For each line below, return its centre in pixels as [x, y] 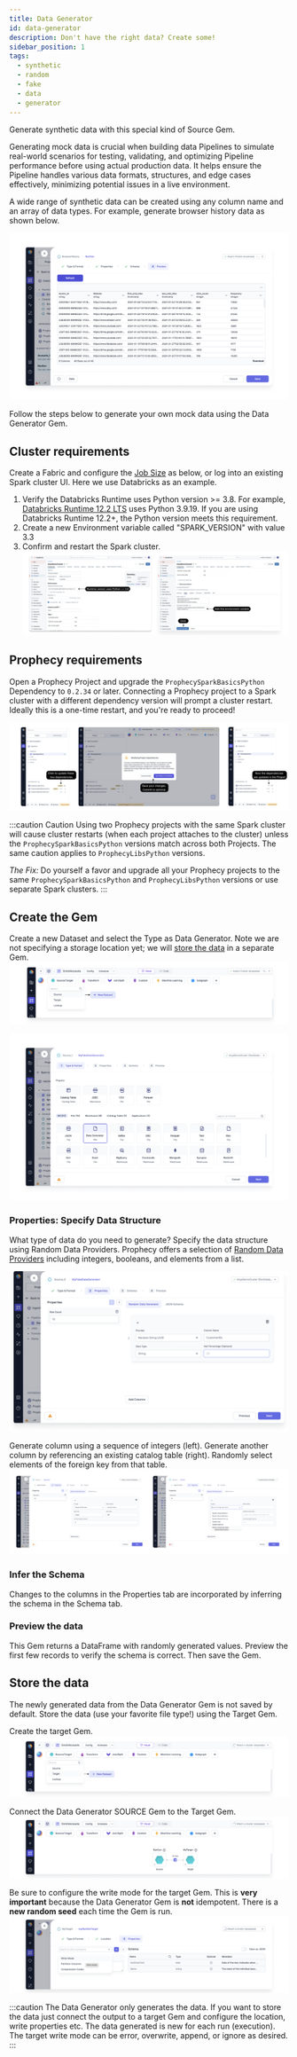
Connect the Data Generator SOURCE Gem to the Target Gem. [123, 1812]
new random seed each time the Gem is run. [91, 1912]
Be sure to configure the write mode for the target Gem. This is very [133, 1893]
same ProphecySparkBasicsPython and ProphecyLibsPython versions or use [144, 880]
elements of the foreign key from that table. [88, 1464]
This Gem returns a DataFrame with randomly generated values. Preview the [148, 1645]
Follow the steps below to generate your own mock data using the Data [139, 414]
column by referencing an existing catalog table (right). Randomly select [141, 1456]
